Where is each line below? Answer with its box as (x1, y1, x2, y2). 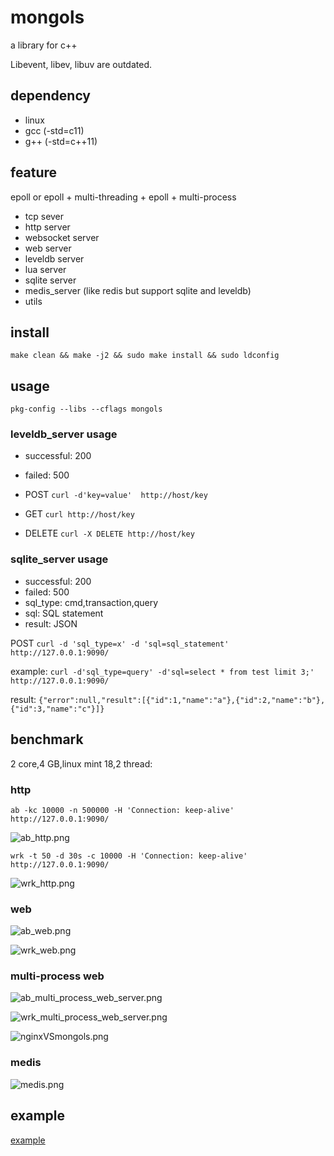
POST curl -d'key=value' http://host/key (24, 489, 208, 501)
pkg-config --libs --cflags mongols (10, 404, 163, 415)
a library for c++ (10, 39, 78, 51)
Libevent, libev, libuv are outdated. (10, 58, 153, 70)
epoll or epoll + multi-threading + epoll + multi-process (10, 191, 237, 203)
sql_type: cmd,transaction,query (24, 596, 159, 608)
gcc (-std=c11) (24, 124, 85, 136)
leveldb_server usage (10, 427, 118, 441)
